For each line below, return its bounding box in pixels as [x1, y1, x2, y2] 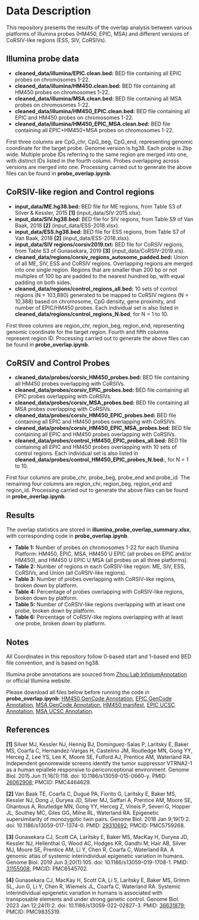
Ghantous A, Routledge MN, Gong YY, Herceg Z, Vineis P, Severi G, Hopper [6, 803, 191, 810]
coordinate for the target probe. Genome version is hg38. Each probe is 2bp [6, 144, 192, 151]
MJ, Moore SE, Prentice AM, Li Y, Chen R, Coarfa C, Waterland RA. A [6, 846, 174, 853]
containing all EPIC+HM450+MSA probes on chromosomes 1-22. [14, 126, 174, 133]
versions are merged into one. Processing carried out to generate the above [6, 163, 192, 170]
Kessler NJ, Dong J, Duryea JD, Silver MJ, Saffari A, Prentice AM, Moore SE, [6, 796, 192, 803]
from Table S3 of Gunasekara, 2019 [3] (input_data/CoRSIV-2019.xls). [14, 247, 185, 254]
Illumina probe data [6, 54, 79, 64]
